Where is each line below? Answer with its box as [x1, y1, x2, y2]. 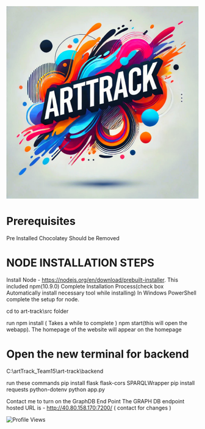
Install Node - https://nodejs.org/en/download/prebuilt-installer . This [6, 276, 179, 284]
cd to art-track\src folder [6, 307, 69, 315]
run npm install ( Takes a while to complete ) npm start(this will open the [6, 319, 188, 326]
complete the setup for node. [6, 295, 80, 302]
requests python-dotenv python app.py [6, 386, 106, 393]
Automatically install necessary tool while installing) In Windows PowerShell [6, 289, 196, 296]
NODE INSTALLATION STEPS [6, 256, 154, 270]
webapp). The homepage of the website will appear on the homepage [6, 326, 182, 333]
